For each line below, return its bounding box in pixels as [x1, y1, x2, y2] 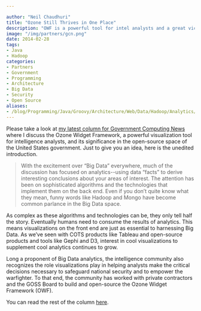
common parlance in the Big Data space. [20, 200, 121, 207]
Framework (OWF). [6, 286, 53, 294]
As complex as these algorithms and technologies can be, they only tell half [6, 212, 193, 219]
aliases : [6, 103, 28, 109]
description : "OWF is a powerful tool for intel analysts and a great [6, 25, 186, 31]
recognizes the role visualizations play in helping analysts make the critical [6, 261, 190, 269]
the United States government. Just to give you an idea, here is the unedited [6, 144, 194, 151]
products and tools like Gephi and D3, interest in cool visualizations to [6, 237, 178, 244]
